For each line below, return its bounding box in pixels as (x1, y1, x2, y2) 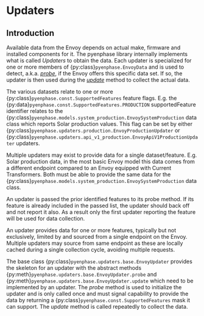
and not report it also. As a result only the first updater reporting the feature (6, 208, 196, 216)
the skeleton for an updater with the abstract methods (6, 264, 142, 271)
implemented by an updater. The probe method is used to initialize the (6, 284, 182, 290)
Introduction (6, 28, 55, 38)
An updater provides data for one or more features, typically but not (6, 227, 177, 234)
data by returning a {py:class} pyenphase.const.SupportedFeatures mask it (6, 297, 191, 304)
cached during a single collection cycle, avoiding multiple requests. (6, 246, 175, 253)
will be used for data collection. (6, 215, 85, 222)
